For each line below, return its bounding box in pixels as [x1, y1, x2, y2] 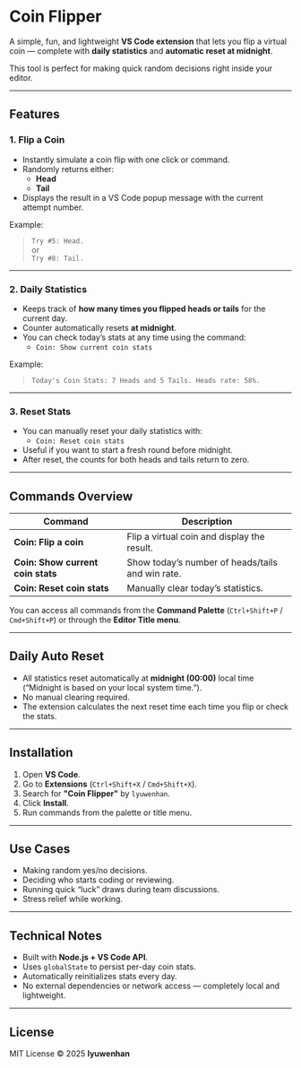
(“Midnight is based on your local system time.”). [21, 682, 202, 692]
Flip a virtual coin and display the [126, 531, 266, 543]
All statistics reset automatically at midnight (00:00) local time [21, 673, 254, 683]
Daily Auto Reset [9, 648, 105, 664]
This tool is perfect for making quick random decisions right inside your [9, 63, 273, 74]
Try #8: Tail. [30, 254, 84, 263]
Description [181, 516, 233, 528]
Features [9, 107, 60, 122]
